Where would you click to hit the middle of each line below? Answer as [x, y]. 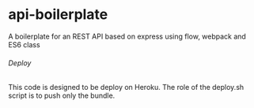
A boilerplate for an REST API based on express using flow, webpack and [127, 36]
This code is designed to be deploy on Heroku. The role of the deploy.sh [126, 88]
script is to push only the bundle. [62, 95]
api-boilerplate [58, 15]
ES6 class [25, 44]
